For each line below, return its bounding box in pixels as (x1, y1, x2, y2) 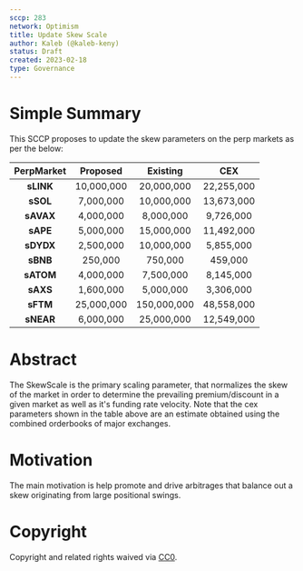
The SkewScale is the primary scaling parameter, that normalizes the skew (9, 379, 288, 390)
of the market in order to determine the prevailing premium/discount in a (9, 388, 279, 400)
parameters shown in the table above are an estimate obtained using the (9, 408, 280, 419)
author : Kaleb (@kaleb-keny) (9, 38, 120, 48)
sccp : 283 (9, 13, 47, 23)
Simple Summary (9, 104, 142, 124)
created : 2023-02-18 (9, 55, 88, 65)
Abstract (9, 349, 77, 369)
